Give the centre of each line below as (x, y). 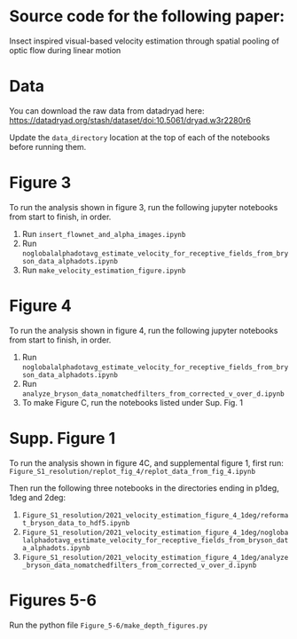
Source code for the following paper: (147, 16)
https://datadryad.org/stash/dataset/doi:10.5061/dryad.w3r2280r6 (130, 120)
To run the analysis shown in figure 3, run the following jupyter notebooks (144, 207)
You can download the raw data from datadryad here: (107, 110)
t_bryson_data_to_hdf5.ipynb (76, 523)
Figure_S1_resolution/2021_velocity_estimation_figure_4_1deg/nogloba (155, 532)
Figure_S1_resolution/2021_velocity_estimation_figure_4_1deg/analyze (155, 557)
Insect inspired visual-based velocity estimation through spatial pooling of (144, 41)
